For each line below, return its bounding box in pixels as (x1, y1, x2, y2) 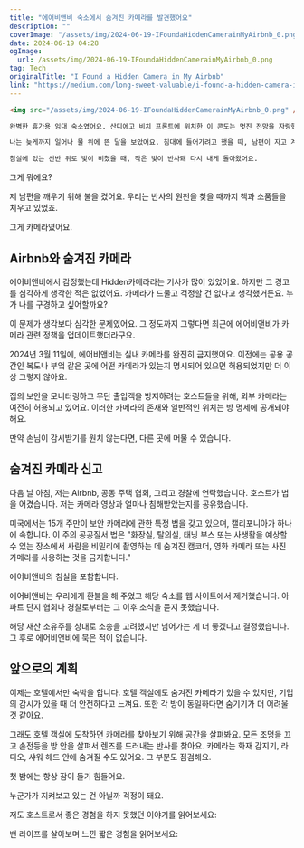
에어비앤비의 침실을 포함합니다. (9, 571, 119, 582)
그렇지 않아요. (18, 371, 68, 382)
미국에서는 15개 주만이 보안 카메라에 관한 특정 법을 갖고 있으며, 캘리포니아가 (9, 518, 276, 529)
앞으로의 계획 (9, 662, 79, 677)
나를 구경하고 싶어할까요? (18, 299, 109, 310)
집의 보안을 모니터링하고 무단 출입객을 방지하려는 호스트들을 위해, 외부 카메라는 (9, 390, 288, 401)
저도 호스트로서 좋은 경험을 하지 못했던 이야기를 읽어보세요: (9, 809, 217, 820)
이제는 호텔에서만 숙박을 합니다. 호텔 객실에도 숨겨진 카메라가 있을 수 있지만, (9, 687, 278, 698)
